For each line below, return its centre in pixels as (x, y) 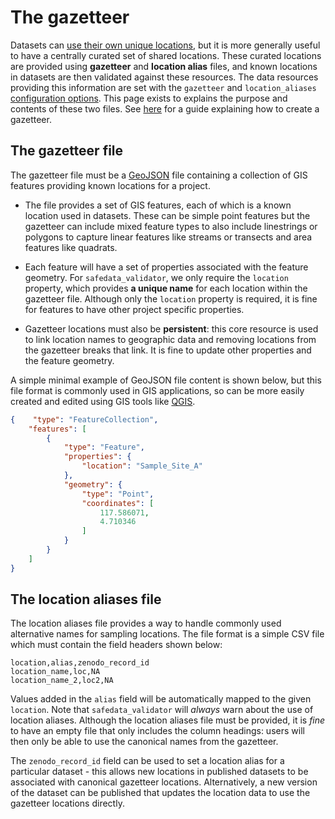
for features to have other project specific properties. (134, 309)
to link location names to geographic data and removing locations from (170, 339)
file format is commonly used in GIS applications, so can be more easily (157, 390)
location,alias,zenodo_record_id (80, 663)
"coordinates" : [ (118, 503)
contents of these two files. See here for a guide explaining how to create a (165, 108)
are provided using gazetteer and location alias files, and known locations (164, 66)
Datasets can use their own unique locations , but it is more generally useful (165, 45)
